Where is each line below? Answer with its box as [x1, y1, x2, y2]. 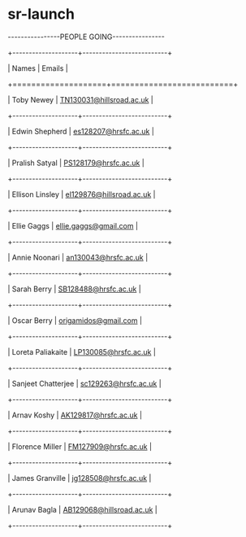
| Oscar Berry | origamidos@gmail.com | [7, 315, 143, 325]
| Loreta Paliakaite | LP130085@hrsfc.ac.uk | [7, 347, 156, 356]
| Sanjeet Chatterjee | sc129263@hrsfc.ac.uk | [7, 378, 162, 388]
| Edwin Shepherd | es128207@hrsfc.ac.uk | [7, 126, 155, 136]
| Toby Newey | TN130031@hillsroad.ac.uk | [7, 94, 153, 104]
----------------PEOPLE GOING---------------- [7, 32, 166, 41]
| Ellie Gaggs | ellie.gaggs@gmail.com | [7, 220, 139, 230]
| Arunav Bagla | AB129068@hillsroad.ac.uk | [7, 504, 158, 514]
